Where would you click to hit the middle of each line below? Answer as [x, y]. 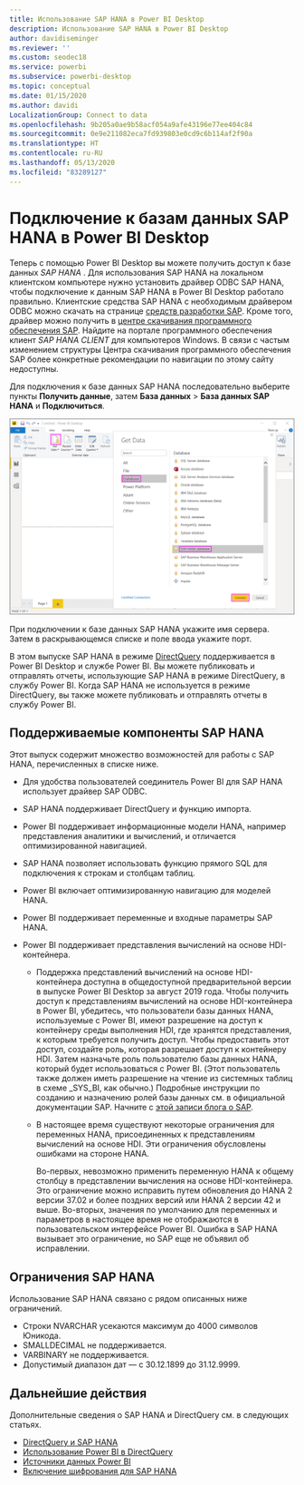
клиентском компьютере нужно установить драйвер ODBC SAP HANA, [147, 282]
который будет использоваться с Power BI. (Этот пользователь [158, 1069]
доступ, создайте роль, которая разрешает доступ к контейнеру [161, 1050]
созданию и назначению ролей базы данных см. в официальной [161, 1098]
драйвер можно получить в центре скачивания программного [131, 320]
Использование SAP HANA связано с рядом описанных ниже [128, 1299]
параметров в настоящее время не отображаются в [138, 1219]
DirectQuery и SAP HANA [70, 1442]
